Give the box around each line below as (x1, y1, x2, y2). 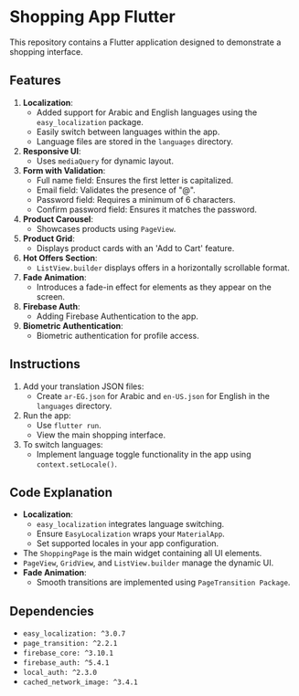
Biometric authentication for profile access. (36, 330, 199, 341)
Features (9, 73, 61, 89)
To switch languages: (22, 438, 103, 449)
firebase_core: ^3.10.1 (22, 649, 114, 659)
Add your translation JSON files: (22, 381, 144, 392)
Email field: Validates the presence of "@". (36, 185, 197, 195)
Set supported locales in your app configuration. (36, 538, 219, 549)
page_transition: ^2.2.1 (22, 639, 118, 649)
